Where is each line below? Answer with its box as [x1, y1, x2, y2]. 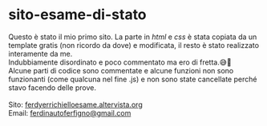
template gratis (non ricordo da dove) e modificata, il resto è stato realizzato [8, 40, 259, 49]
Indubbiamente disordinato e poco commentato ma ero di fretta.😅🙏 [8, 57, 232, 67]
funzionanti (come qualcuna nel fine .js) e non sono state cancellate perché [8, 74, 257, 84]
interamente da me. [8, 49, 73, 58]
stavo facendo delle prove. [8, 82, 96, 93]
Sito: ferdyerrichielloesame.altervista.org [8, 100, 143, 109]
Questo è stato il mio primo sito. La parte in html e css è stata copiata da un [8, 32, 257, 41]
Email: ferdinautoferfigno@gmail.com [8, 108, 131, 117]
